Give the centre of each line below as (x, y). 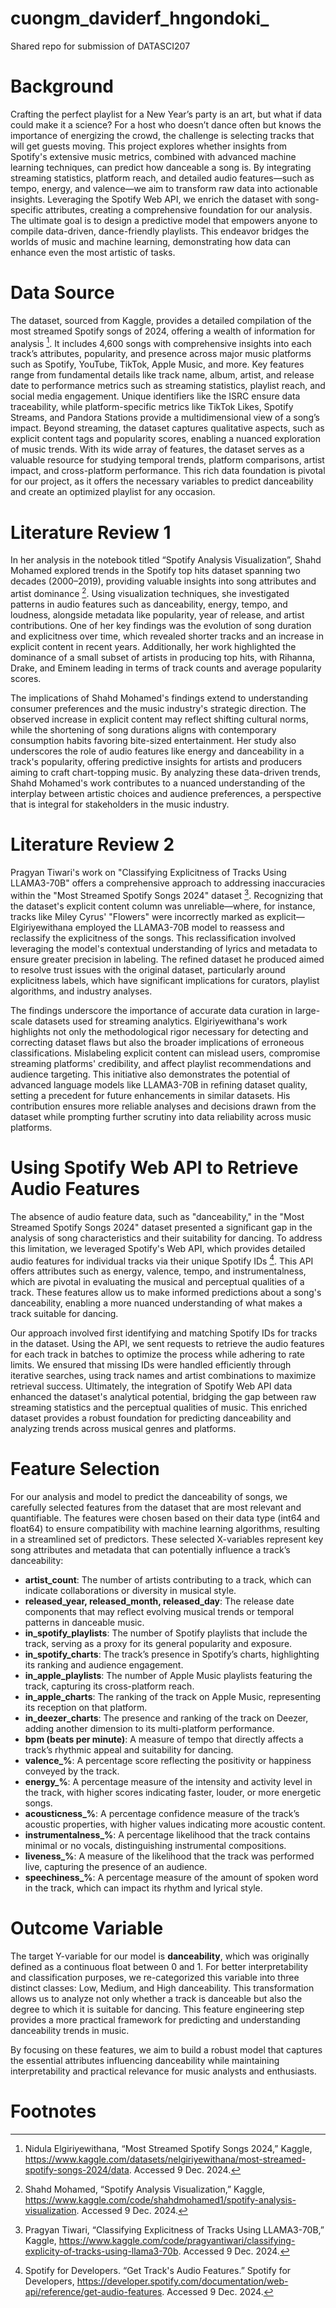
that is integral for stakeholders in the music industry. (120, 804)
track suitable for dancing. (64, 1314)
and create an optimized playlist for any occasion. (113, 492)
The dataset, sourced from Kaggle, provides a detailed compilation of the (161, 320)
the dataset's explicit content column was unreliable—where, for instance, (163, 906)
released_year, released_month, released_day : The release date (159, 1601)
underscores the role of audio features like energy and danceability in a (157, 751)
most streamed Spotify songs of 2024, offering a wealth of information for (163, 331)
